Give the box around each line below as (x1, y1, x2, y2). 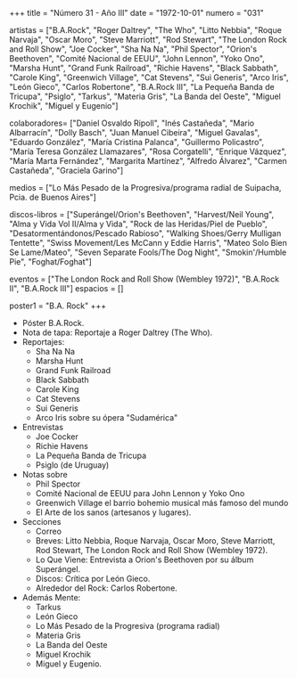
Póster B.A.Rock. (21, 318, 85, 328)
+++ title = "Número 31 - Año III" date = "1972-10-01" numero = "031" (9, 8, 265, 18)
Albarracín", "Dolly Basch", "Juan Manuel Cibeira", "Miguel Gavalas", (9, 127, 260, 137)
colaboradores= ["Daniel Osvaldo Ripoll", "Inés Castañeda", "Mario (9, 118, 255, 128)
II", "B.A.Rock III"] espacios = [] (9, 283, 124, 293)
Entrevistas (21, 422, 64, 432)
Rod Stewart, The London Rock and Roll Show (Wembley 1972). (35, 545, 268, 555)
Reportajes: (21, 337, 65, 347)
